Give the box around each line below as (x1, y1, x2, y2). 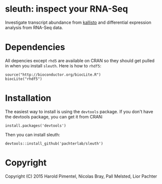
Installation (5, 93, 52, 104)
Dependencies (5, 42, 65, 53)
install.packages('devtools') (5, 123, 67, 128)
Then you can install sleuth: (5, 132, 60, 137)
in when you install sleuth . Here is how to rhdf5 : (5, 63, 101, 68)
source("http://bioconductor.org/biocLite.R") (5, 72, 101, 77)
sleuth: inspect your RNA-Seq (5, 3, 128, 15)
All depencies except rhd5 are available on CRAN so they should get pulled (5, 57, 155, 64)
